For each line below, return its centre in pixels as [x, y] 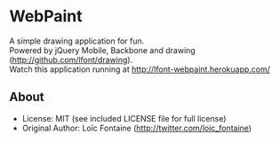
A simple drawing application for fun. [77, 41]
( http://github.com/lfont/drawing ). [71, 59]
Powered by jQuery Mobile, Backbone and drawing [102, 50]
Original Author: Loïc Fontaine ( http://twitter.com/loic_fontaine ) [136, 128]
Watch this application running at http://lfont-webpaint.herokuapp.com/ [140, 69]
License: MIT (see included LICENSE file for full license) [124, 118]
